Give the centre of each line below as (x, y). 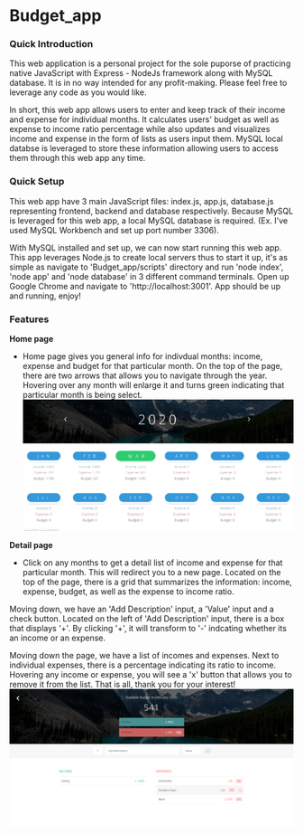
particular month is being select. (82, 395)
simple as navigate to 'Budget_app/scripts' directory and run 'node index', (147, 267)
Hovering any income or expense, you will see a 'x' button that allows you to (151, 675)
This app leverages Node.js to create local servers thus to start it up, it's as (149, 257)
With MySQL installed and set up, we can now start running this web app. (146, 247)
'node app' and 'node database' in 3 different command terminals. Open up (150, 276)
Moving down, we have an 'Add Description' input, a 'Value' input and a (142, 609)
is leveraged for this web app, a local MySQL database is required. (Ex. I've (149, 220)
